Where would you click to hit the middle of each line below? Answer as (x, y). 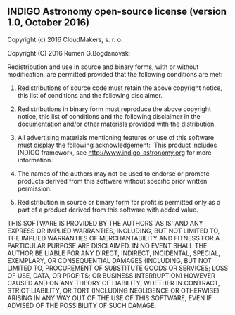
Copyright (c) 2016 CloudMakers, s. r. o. (65, 39)
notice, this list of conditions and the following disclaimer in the (109, 116)
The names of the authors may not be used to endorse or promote (113, 173)
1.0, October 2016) (49, 23)
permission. (34, 188)
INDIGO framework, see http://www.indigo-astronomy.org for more (114, 152)
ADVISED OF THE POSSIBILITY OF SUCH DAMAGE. (82, 305)
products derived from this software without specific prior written (112, 181)
